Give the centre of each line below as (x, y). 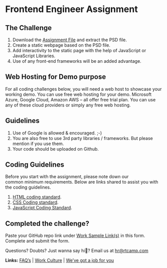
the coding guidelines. (28, 187)
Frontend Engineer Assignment (71, 9)
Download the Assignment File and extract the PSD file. (69, 40)
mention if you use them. (38, 144)
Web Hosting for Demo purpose (56, 77)
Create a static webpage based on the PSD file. (61, 45)
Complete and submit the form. (37, 241)
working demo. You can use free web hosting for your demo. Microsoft (78, 94)
